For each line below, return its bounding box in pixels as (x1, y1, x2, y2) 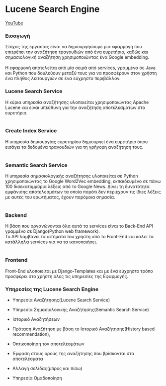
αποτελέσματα (12, 356, 43, 362)
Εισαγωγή (5, 32, 31, 39)
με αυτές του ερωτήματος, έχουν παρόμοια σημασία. (5, 194, 115, 200)
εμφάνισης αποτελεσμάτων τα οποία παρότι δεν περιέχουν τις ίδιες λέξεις (5, 189, 161, 195)
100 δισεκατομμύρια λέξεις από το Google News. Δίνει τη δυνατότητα (5, 184, 150, 190)
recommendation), (12, 331, 51, 337)
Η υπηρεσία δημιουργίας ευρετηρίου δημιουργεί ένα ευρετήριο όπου (5, 138, 148, 145)
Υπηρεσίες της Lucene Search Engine (5, 286, 98, 292)
